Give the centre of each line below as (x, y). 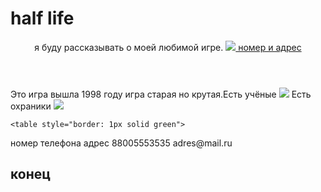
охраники (31, 106)
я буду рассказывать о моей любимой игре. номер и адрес (168, 47)
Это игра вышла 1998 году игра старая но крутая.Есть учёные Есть (161, 94)
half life (42, 18)
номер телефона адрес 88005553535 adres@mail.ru (121, 143)
